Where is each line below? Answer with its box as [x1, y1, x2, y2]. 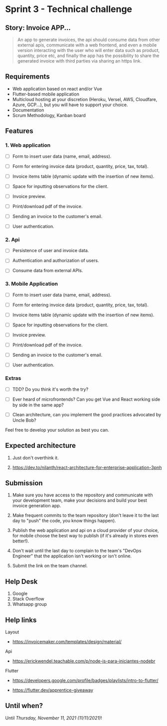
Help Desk [5, 577, 38, 586]
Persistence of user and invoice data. [12, 248, 89, 254]
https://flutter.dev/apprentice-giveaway [12, 687, 94, 693]
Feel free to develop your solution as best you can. [5, 427, 109, 433]
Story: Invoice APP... [5, 24, 71, 32]
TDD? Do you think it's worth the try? [12, 386, 89, 392]
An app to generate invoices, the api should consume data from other [17, 37, 161, 43]
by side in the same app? [12, 402, 64, 408]
